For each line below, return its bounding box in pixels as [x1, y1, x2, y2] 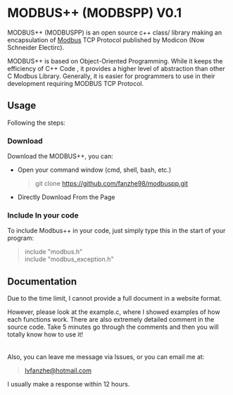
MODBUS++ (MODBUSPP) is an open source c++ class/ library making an [7, 28, 222, 37]
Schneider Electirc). [7, 43, 65, 51]
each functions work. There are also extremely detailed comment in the [7, 315, 215, 324]
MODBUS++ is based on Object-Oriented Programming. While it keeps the [7, 56, 223, 65]
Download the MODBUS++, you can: [7, 152, 114, 161]
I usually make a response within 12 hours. [7, 380, 130, 389]
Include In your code [7, 210, 79, 220]
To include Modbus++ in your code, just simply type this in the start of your [7, 227, 226, 235]
